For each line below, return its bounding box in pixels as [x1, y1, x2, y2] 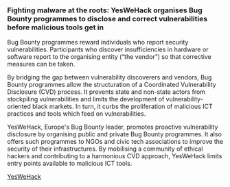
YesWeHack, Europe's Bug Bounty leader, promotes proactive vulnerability [7, 123, 218, 132]
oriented [7, 102, 31, 111]
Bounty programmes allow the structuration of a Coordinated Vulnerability [7, 81, 216, 89]
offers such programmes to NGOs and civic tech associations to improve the [7, 138, 224, 146]
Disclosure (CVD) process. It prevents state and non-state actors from [7, 88, 206, 96]
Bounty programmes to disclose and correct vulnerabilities [7, 14, 208, 23]
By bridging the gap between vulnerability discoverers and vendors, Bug [7, 73, 212, 82]
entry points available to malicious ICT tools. [7, 160, 133, 168]
